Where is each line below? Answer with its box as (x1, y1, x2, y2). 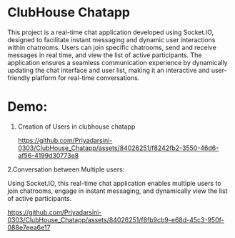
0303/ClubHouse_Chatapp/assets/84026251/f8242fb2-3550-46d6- (17, 144, 219, 152)
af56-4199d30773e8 (17, 151, 79, 159)
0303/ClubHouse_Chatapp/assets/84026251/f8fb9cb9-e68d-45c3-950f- (7, 215, 224, 224)
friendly (7, 73, 31, 82)
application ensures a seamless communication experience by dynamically (7, 58, 228, 66)
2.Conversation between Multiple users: (7, 165, 125, 174)
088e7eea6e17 (7, 223, 51, 232)
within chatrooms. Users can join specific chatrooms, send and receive (7, 43, 216, 51)
